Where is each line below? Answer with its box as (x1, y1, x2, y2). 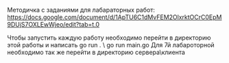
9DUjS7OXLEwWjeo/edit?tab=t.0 (7, 21, 100, 28)
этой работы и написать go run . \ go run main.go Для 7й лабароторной (7, 41, 215, 49)
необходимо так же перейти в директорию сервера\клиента (7, 48, 185, 56)
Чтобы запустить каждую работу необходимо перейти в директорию (7, 34, 211, 42)
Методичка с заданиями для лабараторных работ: (7, 6, 156, 14)
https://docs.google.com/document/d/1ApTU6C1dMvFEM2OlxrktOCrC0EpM (7, 13, 222, 21)
